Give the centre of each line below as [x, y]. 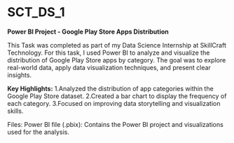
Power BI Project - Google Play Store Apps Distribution [88, 32]
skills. [15, 111]
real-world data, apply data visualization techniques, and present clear [109, 67]
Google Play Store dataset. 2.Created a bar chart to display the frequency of [117, 96]
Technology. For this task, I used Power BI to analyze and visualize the [109, 53]
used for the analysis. [39, 132]
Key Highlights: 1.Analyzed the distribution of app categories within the [110, 88]
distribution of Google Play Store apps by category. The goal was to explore [117, 60]
